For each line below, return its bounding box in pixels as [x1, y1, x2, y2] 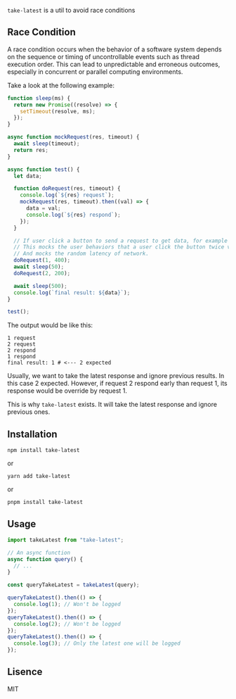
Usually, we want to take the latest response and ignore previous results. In [7, 372, 225, 380]
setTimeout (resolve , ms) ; [20, 108, 96, 115]
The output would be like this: [7, 321, 93, 329]
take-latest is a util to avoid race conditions [7, 6, 136, 14]
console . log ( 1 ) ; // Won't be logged [13, 601, 121, 608]
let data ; [13, 172, 42, 180]
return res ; [13, 146, 49, 153]
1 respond [7, 353, 37, 360]
